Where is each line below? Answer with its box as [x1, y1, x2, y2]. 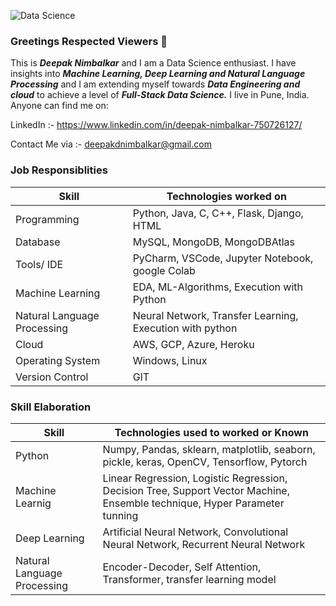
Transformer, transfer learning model [102, 572, 277, 586]
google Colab [132, 263, 196, 277]
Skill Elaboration [10, 400, 92, 414]
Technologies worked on [166, 189, 287, 203]
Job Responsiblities [10, 163, 108, 177]
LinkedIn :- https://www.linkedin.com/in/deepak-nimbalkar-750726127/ [10, 119, 303, 131]
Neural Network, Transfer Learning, [132, 308, 299, 322]
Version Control [15, 370, 89, 384]
